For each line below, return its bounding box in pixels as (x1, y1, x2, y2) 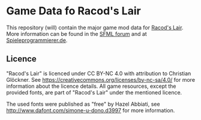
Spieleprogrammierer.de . (6, 36, 68, 44)
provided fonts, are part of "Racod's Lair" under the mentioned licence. (6, 88, 182, 96)
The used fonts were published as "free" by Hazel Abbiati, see (6, 100, 160, 107)
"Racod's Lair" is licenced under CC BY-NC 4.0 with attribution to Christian (6, 70, 191, 77)
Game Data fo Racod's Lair (6, 4, 141, 18)
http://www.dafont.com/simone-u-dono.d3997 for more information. (6, 106, 175, 114)
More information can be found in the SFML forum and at (6, 30, 147, 37)
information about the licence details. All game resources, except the (6, 82, 176, 90)
